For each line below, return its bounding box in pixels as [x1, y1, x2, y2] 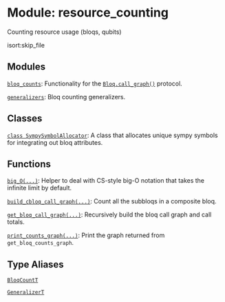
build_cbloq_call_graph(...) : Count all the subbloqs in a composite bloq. [7, 197, 217, 205]
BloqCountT [7, 277, 39, 284]
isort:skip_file [7, 41, 45, 49]
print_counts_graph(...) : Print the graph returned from [7, 231, 165, 239]
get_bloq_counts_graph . [7, 239, 74, 247]
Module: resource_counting [7, 5, 169, 21]
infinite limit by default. [7, 184, 72, 192]
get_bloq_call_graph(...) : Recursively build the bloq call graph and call [7, 210, 212, 219]
